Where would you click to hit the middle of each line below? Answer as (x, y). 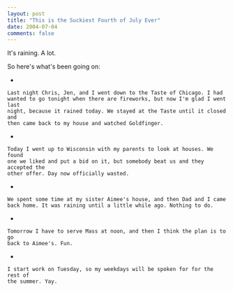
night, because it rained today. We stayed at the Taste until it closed (117, 111)
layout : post (26, 14)
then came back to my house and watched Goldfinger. (85, 124)
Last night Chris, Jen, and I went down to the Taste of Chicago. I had (115, 93)
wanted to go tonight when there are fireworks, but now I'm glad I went (117, 99)
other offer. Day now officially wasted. (68, 174)
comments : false (31, 33)
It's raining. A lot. (32, 53)
